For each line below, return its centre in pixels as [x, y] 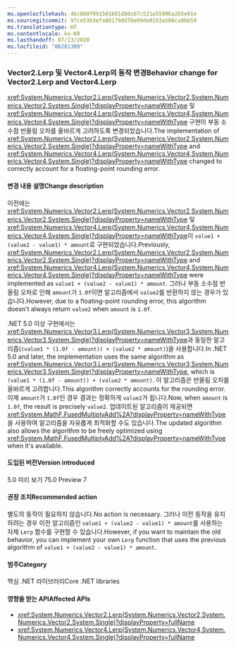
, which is [201, 371]
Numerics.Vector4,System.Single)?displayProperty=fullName [106, 637]
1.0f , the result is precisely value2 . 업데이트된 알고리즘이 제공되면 [100, 406]
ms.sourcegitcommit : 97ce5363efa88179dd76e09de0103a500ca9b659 [102, 20]
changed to [206, 161]
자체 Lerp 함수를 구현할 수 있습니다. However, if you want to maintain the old [114, 532]
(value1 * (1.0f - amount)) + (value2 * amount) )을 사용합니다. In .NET [124, 348]
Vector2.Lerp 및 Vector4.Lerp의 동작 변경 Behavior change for [113, 73]
